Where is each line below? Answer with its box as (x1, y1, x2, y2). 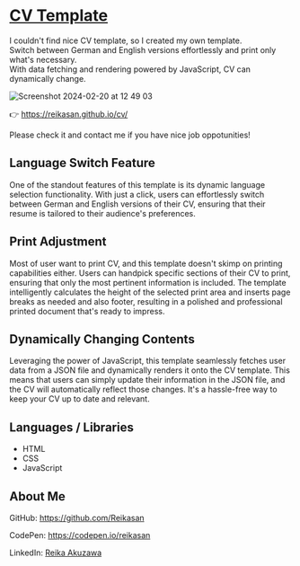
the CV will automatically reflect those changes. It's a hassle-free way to (9, 384, 278, 395)
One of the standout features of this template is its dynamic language (9, 179, 266, 190)
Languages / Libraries (9, 420, 135, 435)
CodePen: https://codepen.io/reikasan (9, 530, 151, 540)
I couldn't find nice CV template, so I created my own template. (9, 35, 243, 46)
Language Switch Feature (9, 155, 155, 171)
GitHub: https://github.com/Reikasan (9, 513, 146, 523)
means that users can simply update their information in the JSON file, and (9, 375, 286, 385)
